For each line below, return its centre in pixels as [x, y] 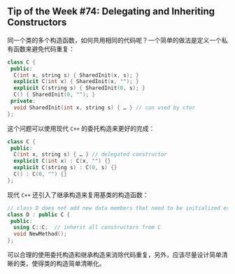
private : [23, 101]
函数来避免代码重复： [44, 49]
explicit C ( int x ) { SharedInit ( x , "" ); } [76, 82]
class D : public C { [39, 215]
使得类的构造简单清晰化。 [68, 264]
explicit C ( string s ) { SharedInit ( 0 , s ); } [79, 88]
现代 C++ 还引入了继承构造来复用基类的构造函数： [78, 194]
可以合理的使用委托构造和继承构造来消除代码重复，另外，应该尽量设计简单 [114, 255]
